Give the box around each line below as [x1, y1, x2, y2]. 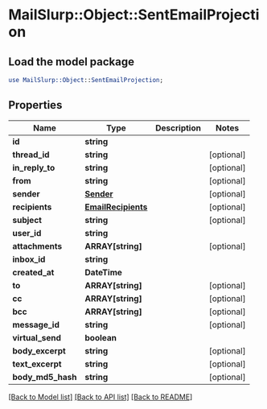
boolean [84, 332, 117, 343]
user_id [12, 227, 42, 238]
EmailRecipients [84, 201, 148, 213]
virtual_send [12, 332, 62, 343]
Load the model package [8, 55, 135, 68]
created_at [12, 266, 55, 278]
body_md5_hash [12, 371, 78, 382]
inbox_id [12, 254, 46, 265]
